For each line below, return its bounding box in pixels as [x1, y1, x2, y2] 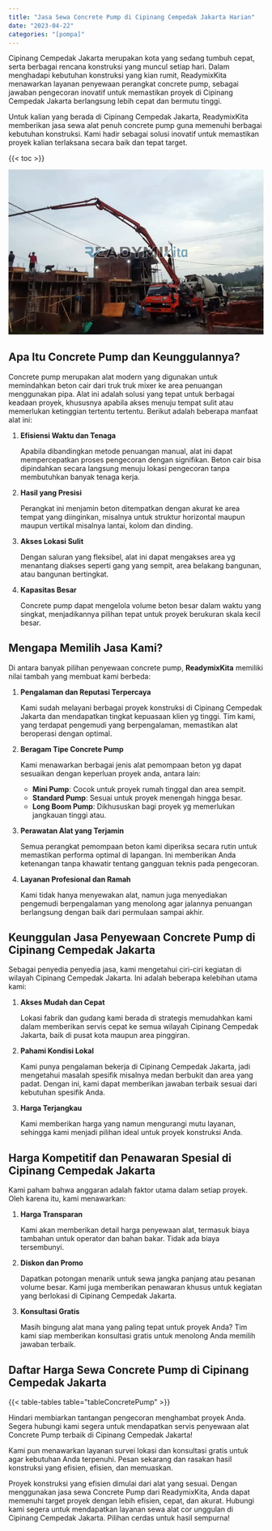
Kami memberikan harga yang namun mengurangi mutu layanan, [19, 1119, 236, 1129]
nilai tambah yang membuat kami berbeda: [8, 671, 151, 681]
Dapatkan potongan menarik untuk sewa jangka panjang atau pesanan [19, 1274, 256, 1283]
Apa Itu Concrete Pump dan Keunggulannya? [8, 351, 240, 364]
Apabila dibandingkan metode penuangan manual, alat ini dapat [19, 446, 233, 456]
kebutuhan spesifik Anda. [19, 1087, 105, 1097]
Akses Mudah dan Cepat [19, 997, 105, 1007]
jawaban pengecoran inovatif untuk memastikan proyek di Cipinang [8, 87, 233, 97]
